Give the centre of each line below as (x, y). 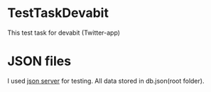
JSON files (39, 61)
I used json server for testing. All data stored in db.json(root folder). (106, 81)
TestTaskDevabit (58, 13)
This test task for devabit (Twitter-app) (64, 33)
